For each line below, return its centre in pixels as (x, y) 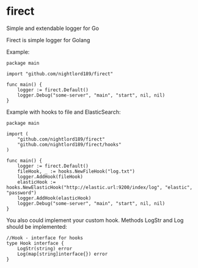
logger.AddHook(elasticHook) (54, 198)
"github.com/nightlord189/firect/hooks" (69, 144)
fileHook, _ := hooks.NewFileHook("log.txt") (76, 171)
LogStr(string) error (45, 248)
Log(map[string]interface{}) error (63, 254)
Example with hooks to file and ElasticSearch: (64, 112)
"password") (21, 193)
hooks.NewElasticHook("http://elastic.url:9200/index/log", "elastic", (99, 187)
